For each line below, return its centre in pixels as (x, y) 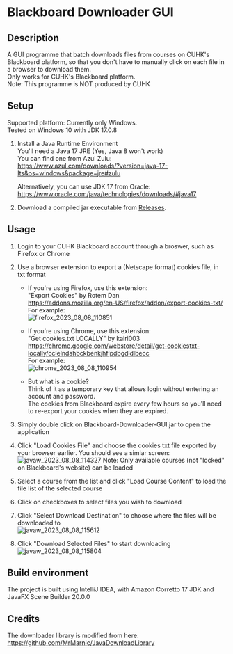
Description (33, 38)
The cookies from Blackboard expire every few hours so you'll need (125, 404)
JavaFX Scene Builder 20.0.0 (49, 597)
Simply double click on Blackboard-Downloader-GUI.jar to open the (114, 424)
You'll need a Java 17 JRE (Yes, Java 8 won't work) (90, 151)
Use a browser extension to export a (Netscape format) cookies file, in (118, 267)
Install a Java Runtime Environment (67, 143)
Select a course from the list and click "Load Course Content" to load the (122, 481)
